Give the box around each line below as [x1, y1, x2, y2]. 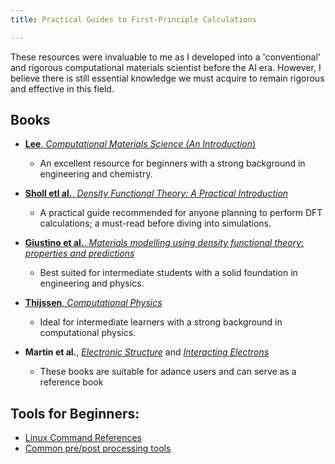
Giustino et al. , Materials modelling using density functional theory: [24, 237, 305, 249]
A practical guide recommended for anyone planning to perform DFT [39, 207, 323, 219]
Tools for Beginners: [10, 405, 140, 422]
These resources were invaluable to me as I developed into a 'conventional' [10, 51, 322, 63]
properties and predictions [24, 247, 135, 260]
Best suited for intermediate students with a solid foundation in [39, 267, 298, 279]
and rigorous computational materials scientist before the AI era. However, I [10, 61, 322, 73]
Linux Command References [24, 432, 142, 444]
